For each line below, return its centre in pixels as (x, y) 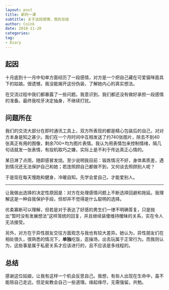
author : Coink (20, 24)
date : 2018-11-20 (23, 29)
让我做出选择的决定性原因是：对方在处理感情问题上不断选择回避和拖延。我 (82, 193)
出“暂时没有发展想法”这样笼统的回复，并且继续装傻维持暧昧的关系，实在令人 (84, 216)
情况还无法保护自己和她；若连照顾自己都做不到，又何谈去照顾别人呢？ (82, 167)
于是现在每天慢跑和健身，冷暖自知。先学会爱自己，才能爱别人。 (71, 177)
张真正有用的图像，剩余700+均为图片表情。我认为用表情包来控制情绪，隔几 (83, 143)
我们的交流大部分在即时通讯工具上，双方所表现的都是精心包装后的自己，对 (82, 131)
